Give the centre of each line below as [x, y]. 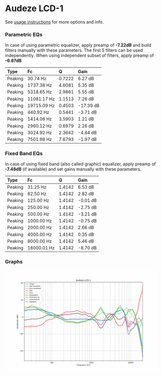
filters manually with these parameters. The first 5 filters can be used [74, 50]
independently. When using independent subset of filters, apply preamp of [80, 55]
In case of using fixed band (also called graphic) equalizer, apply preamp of [81, 164]
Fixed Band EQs [24, 153]
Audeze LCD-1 [34, 9]
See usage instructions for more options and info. [55, 22]
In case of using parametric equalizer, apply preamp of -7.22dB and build [78, 45]
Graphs [14, 262]
